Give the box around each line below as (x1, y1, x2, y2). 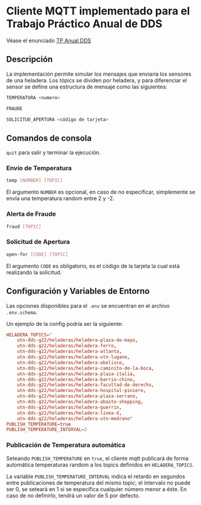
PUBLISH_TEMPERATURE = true (6, 421, 71, 427)
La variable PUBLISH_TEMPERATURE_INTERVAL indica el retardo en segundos (6, 473, 185, 480)
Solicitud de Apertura (6, 237, 70, 246)
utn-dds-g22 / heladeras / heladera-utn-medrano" (17, 415, 133, 421)
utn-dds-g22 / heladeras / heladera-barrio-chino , (17, 376, 136, 382)
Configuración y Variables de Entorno (6, 286, 150, 296)
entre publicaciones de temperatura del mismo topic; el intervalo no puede (6, 479, 191, 486)
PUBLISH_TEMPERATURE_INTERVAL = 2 (6, 427, 87, 433)
